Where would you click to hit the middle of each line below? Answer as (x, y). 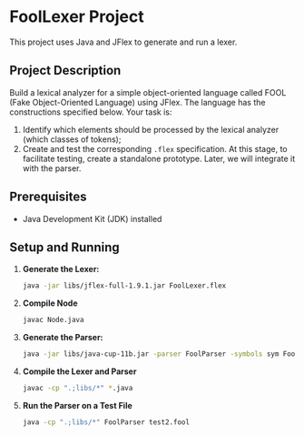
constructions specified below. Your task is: (91, 112)
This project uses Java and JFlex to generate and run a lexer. (123, 42)
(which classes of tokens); (72, 139)
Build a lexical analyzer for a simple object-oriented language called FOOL (148, 92)
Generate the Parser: (63, 338)
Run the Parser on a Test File (78, 405)
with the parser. (52, 168)
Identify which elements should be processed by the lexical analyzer (151, 129)
